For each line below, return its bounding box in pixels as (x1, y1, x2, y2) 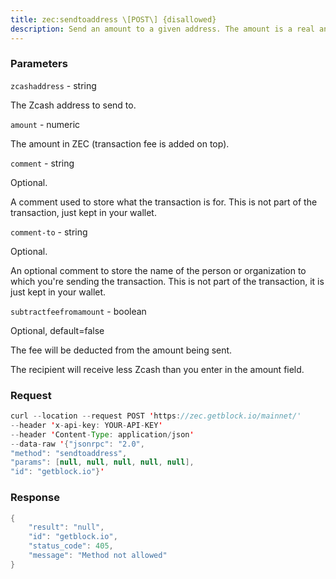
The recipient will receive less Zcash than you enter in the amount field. (10, 363, 305, 375)
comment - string (10, 157, 75, 169)
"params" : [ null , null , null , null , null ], (10, 457, 195, 468)
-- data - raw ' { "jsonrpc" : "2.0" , (10, 439, 145, 449)
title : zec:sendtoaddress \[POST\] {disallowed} (10, 14, 217, 25)
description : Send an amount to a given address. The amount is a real (10, 24, 315, 34)
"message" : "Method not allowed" (28, 551, 168, 561)
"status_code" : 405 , (28, 541, 114, 551)
